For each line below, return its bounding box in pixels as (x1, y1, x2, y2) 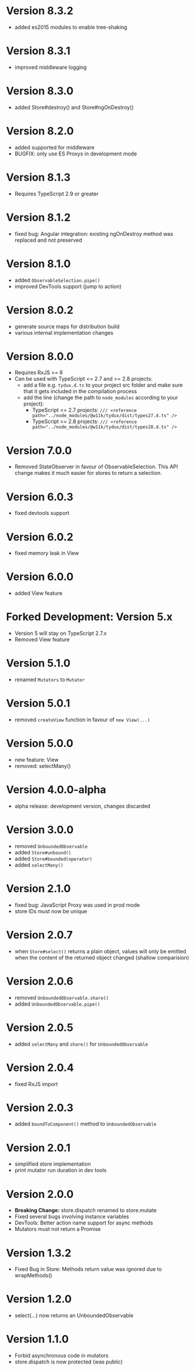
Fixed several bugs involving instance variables (14, 1213, 129, 1220)
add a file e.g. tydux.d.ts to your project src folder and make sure (23, 381, 183, 389)
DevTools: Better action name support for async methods (14, 1219, 153, 1226)
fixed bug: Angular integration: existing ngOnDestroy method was (14, 230, 173, 237)
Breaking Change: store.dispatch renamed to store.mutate (14, 1207, 157, 1214)
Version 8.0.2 (6, 303, 73, 317)
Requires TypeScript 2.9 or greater (14, 190, 99, 197)
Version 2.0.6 (6, 974, 73, 988)
